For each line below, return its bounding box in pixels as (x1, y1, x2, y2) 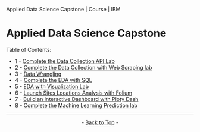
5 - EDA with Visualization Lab (14, 83, 89, 90)
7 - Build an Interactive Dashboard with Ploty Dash (14, 95, 139, 102)
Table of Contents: (6, 46, 52, 53)
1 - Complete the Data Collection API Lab (14, 57, 115, 65)
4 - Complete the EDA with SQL (14, 76, 92, 83)
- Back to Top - (81, 119, 119, 126)
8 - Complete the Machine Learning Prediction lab (14, 102, 138, 109)
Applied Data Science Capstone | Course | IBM (6, 6, 121, 12)
